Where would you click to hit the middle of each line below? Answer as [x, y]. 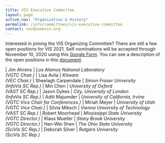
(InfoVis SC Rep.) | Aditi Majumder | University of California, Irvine [75, 97]
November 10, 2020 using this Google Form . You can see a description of [83, 55]
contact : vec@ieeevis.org [33, 29]
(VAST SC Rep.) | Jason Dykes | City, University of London [67, 91]
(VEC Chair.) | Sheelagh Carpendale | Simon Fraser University [70, 81]
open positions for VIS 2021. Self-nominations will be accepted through [80, 49]
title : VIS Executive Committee [40, 10]
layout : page [19, 15]
